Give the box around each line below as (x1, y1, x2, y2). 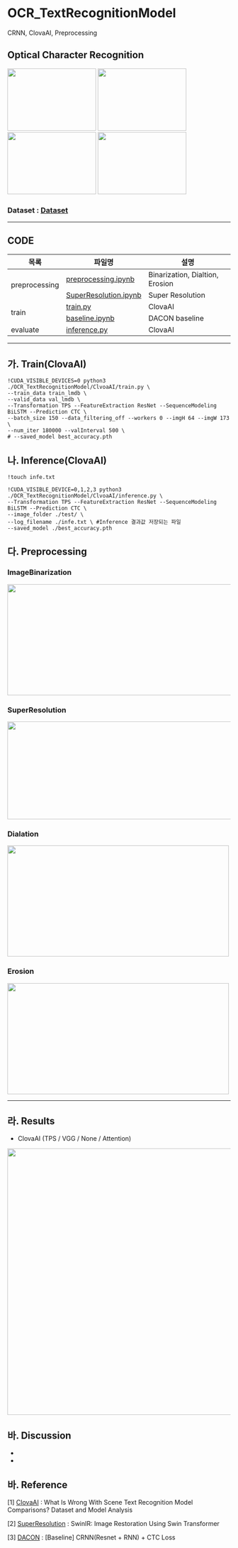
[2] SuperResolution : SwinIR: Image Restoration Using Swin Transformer (7, 1520, 220, 1527)
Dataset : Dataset (7, 205, 69, 215)
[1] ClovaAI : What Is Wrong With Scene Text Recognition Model (7, 1498, 193, 1506)
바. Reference (7, 1478, 68, 1490)
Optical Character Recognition (7, 49, 144, 61)
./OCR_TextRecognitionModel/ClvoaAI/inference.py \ (7, 492, 163, 499)
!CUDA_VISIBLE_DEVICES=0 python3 (7, 377, 106, 385)
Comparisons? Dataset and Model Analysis (7, 1505, 133, 1514)
